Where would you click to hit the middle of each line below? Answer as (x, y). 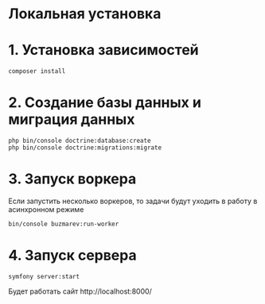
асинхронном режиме (46, 210)
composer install (37, 71)
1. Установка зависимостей (103, 50)
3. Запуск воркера (72, 179)
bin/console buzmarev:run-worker (64, 224)
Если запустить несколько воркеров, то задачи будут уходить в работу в (133, 201)
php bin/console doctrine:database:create (80, 141)
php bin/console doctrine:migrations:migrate (85, 148)
